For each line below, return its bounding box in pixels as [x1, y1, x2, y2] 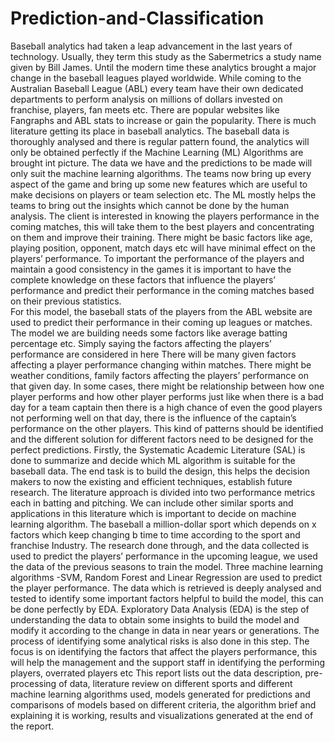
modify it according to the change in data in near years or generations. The [10, 624, 320, 636]
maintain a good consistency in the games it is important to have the [10, 263, 292, 275]
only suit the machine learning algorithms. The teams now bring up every [10, 167, 312, 179]
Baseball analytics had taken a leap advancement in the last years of [10, 40, 293, 52]
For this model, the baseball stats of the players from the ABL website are [10, 305, 313, 317]
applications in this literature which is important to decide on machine [10, 507, 297, 519]
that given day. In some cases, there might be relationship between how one [10, 380, 325, 392]
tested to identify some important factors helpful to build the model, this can [10, 592, 324, 604]
